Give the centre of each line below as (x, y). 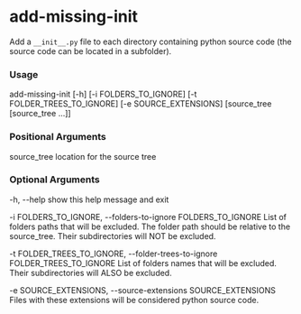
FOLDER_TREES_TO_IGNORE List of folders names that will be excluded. (143, 263)
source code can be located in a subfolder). (91, 51)
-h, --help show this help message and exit (89, 199)
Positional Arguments (58, 137)
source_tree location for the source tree (83, 156)
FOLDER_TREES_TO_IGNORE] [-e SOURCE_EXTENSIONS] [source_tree (141, 104)
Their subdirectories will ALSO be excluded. (91, 272)
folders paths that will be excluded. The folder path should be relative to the (150, 226)
